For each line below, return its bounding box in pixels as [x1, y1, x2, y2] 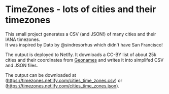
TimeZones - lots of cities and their [5, 4, 156, 15]
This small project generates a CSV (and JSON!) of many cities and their [5, 31, 156, 37]
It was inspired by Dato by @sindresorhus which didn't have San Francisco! [5, 41, 163, 48]
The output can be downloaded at [5, 72, 76, 78]
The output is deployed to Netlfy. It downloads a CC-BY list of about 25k [5, 52, 156, 58]
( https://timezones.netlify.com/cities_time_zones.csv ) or [5, 77, 123, 83]
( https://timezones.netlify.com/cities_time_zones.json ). [5, 82, 120, 89]
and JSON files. [5, 62, 38, 68]
